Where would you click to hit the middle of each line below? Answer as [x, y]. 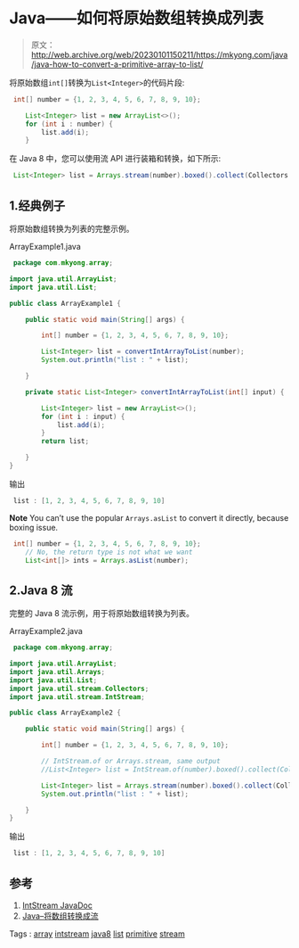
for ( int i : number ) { [69, 124]
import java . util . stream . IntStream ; [77, 697]
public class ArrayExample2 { [65, 713]
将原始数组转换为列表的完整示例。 [72, 229]
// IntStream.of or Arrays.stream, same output [131, 762]
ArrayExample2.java [46, 631]
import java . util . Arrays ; [57, 672]
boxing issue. [34, 527]
